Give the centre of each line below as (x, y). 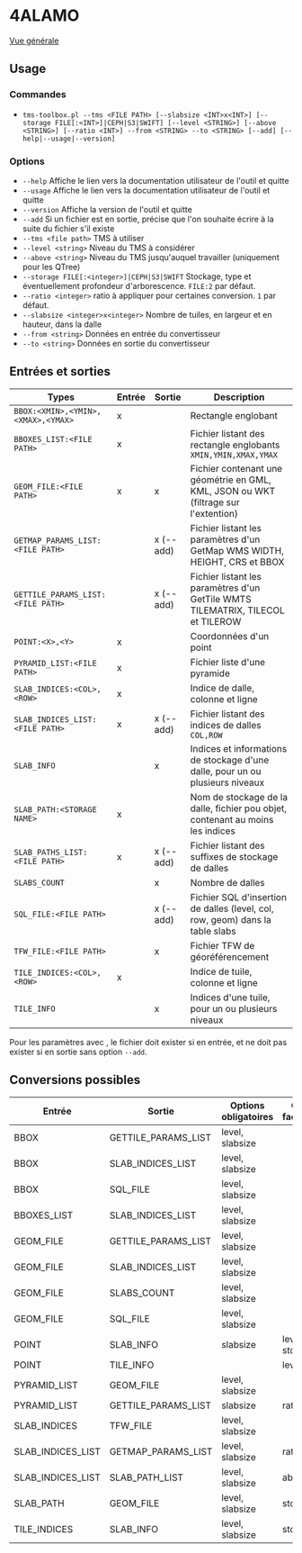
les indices (213, 831)
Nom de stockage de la (239, 797)
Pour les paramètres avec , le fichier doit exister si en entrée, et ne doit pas (148, 1042)
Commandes (38, 95)
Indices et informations (239, 748)
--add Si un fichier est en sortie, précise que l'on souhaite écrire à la (148, 219)
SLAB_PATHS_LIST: (51, 852)
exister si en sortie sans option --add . (78, 1052)
